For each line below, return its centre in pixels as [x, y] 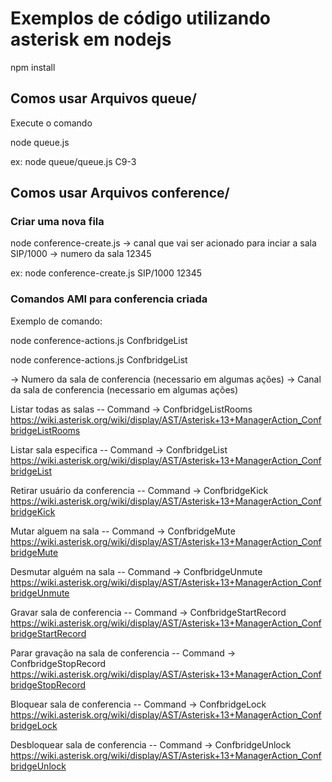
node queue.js [40, 142]
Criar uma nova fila [57, 222]
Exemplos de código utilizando [140, 18]
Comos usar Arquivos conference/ [120, 193]
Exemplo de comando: [56, 321]
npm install [33, 67]
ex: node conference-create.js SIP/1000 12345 [106, 273]
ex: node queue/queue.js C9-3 [73, 161]
